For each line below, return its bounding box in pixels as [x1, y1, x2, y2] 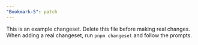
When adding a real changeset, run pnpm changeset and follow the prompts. [6, 31, 192, 39]
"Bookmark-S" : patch [6, 8, 58, 15]
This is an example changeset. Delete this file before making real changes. [6, 25, 190, 32]
